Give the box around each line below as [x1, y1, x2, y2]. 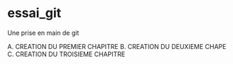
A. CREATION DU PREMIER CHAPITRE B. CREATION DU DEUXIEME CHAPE [7, 42, 227, 50]
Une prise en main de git [7, 28, 80, 37]
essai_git [7, 5, 62, 21]
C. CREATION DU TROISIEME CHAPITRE [7, 50, 126, 58]
